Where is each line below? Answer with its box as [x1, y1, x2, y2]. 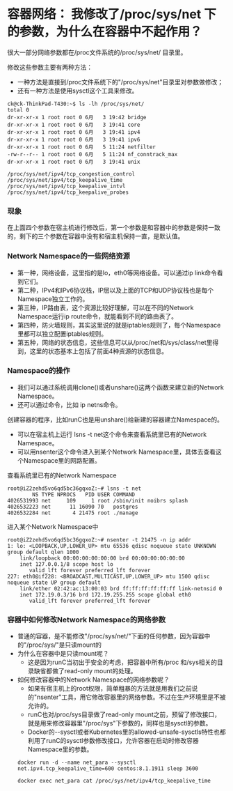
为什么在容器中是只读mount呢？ [17, 650, 109, 658]
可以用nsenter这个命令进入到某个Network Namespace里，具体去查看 [17, 447, 216, 456]
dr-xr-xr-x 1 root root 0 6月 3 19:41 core [7, 121, 140, 128]
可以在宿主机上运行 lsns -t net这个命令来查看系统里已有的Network [17, 430, 207, 438]
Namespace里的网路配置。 [23, 456, 101, 464]
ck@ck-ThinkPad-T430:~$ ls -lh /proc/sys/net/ [7, 100, 145, 107]
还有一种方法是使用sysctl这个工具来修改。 [17, 86, 138, 95]
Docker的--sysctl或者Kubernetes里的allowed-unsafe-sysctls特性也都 [27, 728, 226, 736]
